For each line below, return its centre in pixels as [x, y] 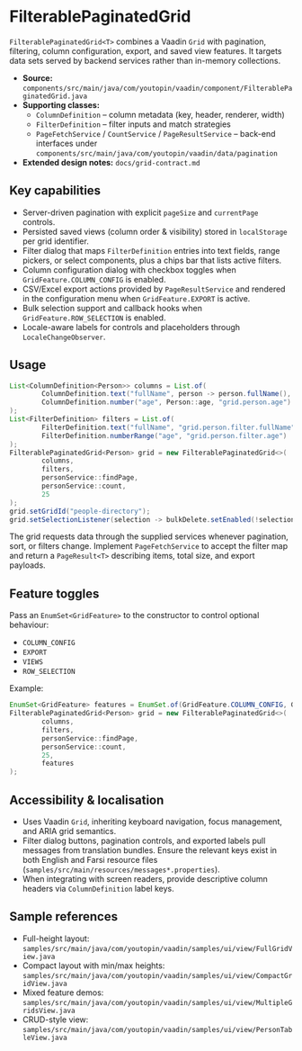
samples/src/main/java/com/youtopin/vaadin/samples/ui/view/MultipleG [157, 1002]
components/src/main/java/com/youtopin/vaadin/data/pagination [157, 153]
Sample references [64, 916]
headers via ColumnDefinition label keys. [98, 888]
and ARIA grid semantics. [69, 831]
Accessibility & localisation [87, 799]
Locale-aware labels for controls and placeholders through [131, 327]
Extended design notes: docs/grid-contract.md [111, 162]
